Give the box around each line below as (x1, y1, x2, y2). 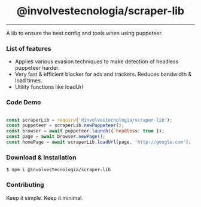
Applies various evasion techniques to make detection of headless (14, 58, 179, 65)
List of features (6, 44, 52, 52)
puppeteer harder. (14, 64, 60, 72)
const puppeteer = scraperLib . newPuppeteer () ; (6, 122, 124, 129)
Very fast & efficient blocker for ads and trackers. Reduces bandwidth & (14, 70, 192, 78)
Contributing (6, 181, 44, 189)
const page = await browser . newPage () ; (6, 134, 106, 140)
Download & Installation (6, 153, 77, 162)
